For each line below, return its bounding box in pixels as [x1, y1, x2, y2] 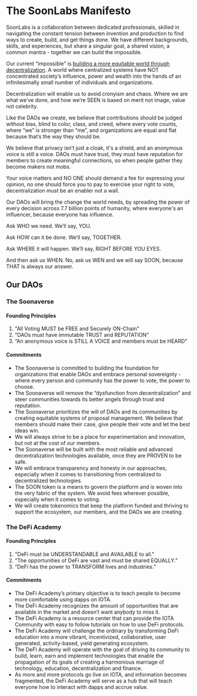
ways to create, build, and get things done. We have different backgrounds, [6, 36, 189, 43]
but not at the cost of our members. [14, 439, 101, 446]
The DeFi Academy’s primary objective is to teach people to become [14, 589, 181, 596]
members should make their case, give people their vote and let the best [14, 420, 191, 427]
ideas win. [14, 427, 40, 434]
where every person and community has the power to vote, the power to [14, 377, 191, 384]
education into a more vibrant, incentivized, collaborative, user [14, 633, 166, 640]
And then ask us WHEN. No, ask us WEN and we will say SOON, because [6, 256, 183, 263]
